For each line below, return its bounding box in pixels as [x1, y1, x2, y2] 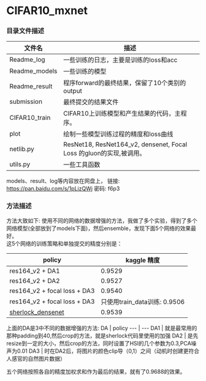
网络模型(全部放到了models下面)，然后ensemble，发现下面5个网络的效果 [6, 224, 191, 232]
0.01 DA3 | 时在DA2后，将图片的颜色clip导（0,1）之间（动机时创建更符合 [17, 347, 200, 355]
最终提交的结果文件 [63, 98, 119, 106]
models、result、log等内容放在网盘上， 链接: [6, 177, 120, 185]
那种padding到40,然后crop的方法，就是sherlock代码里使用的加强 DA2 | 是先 [6, 331, 199, 339]
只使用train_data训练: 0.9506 [101, 297, 185, 306]
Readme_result [9, 82, 53, 91]
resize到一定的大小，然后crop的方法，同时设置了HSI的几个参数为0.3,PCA [6, 339, 191, 347]
